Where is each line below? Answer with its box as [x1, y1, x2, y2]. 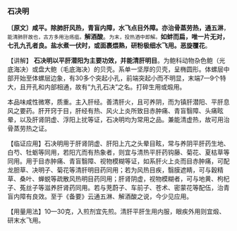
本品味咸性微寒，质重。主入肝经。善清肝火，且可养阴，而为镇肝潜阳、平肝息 [7, 97, 230, 107]
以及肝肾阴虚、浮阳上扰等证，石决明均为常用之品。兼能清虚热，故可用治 [19, 115, 230, 124]
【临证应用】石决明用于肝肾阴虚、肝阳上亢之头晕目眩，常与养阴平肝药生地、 [7, 139, 230, 148]
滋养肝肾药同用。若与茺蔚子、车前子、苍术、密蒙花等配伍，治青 [44, 184, 230, 192]
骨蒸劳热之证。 [7, 124, 51, 133]
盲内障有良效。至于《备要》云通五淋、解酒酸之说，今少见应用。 [7, 192, 193, 201]
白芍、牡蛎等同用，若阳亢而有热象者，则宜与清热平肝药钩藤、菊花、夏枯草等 [7, 148, 230, 157]
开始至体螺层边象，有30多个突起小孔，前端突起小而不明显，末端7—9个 [13, 74, 221, 83]
